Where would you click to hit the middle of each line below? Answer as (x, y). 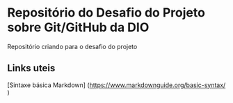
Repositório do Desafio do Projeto (106, 13)
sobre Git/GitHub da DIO (78, 27)
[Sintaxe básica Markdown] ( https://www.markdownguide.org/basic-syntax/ (116, 85)
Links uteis (31, 68)
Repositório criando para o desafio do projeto (72, 46)
